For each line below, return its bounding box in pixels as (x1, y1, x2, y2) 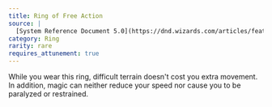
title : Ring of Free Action (8, 11, 104, 20)
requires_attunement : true (8, 49, 100, 58)
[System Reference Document (15, 27, 111, 35)
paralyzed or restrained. (8, 89, 89, 98)
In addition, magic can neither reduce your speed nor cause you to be (8, 80, 241, 90)
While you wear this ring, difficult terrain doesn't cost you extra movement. (8, 72, 258, 81)
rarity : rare (8, 42, 53, 50)
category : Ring (8, 34, 60, 43)
